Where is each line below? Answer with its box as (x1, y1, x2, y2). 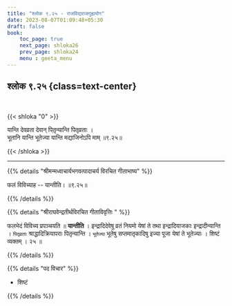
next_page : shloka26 (19, 42, 79, 49)
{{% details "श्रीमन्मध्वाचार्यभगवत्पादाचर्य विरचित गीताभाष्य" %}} (7, 167, 153, 175)
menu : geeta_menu (19, 55, 72, 62)
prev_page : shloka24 (19, 49, 79, 56)
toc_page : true (19, 36, 64, 43)
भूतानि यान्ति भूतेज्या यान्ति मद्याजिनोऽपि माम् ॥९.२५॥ (7, 133, 122, 141)
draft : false (7, 23, 45, 30)
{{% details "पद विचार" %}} (7, 264, 79, 272)
